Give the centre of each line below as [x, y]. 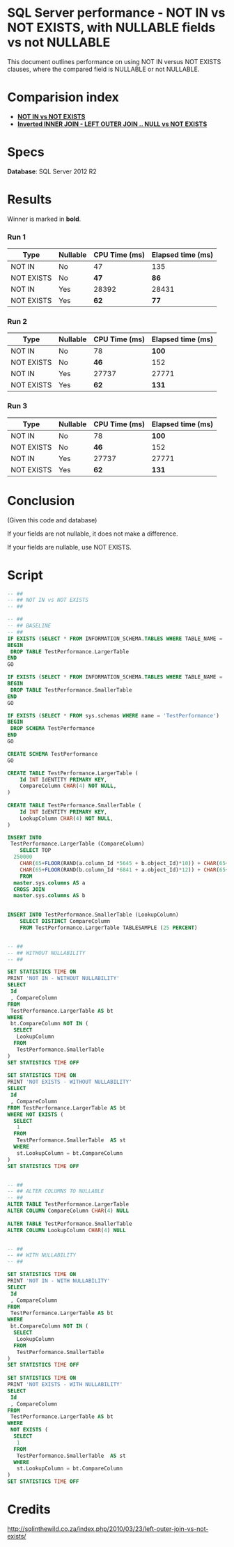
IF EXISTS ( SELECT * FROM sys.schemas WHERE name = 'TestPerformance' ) [113, 715]
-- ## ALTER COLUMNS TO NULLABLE [56, 1191]
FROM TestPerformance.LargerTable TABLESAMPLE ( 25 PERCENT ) [109, 928]
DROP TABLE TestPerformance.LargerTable [70, 652]
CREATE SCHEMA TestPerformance [53, 754]
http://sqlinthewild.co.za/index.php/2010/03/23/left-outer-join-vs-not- [108, 1529]
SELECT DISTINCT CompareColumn [65, 922]
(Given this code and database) [52, 520]
